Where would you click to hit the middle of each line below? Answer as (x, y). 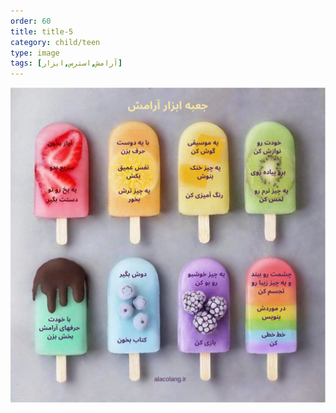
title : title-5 (42, 31)
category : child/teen (55, 42)
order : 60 (31, 21)
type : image (35, 53)
